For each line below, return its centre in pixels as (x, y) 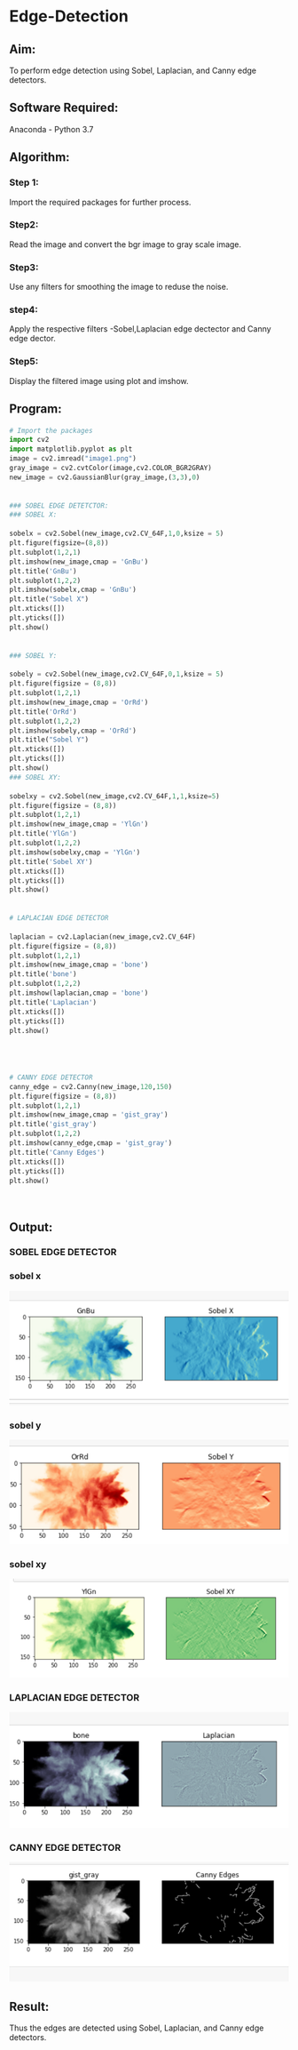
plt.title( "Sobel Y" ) (49, 740)
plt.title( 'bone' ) (43, 974)
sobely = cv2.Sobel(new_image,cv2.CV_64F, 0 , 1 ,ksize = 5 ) (117, 674)
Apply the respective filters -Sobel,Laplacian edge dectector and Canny (141, 329)
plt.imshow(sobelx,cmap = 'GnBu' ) (73, 590)
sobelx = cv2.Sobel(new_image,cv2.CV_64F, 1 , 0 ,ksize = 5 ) (117, 534)
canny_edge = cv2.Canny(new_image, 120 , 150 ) (91, 1086)
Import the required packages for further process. (100, 202)
